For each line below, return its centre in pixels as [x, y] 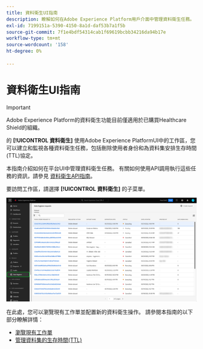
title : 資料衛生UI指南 [32, 13]
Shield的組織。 [25, 127]
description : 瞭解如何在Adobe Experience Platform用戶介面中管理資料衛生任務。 [100, 19]
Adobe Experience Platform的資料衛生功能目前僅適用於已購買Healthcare [96, 120]
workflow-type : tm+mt [34, 38]
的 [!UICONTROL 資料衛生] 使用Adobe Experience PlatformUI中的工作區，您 [101, 140]
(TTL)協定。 [21, 155]
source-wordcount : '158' [37, 45]
